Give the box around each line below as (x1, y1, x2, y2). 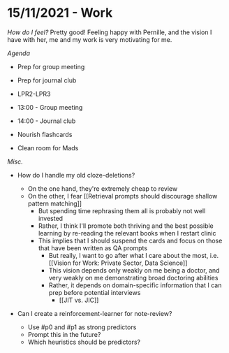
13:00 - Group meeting (17, 103, 83, 111)
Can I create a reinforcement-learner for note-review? (17, 309, 172, 317)
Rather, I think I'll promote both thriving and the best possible (38, 222, 214, 230)
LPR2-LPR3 (17, 89, 51, 98)
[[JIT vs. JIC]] (59, 296, 99, 304)
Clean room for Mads (17, 143, 79, 152)
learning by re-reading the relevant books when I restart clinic (38, 229, 216, 237)
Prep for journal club (17, 75, 77, 85)
